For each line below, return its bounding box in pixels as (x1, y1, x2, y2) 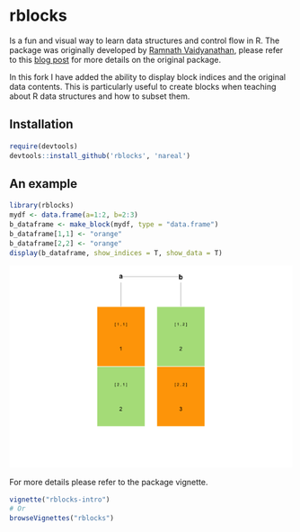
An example (9, 176, 78, 191)
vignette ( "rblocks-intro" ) (9, 495, 110, 504)
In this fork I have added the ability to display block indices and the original (9, 71, 286, 82)
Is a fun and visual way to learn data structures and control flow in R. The (9, 35, 280, 46)
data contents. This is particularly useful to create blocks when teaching (9, 81, 277, 92)
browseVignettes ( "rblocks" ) (9, 514, 115, 523)
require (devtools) (9, 141, 78, 151)
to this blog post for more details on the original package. (9, 54, 222, 65)
